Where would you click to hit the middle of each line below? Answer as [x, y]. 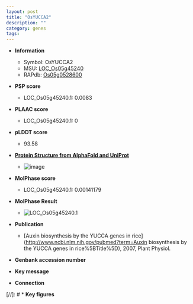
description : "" [26, 23]
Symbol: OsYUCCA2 [48, 62]
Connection [29, 283]
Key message [32, 271]
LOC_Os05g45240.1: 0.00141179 [62, 190]
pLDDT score [31, 132]
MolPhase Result [36, 201]
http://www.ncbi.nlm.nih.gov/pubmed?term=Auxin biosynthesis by [107, 242]
